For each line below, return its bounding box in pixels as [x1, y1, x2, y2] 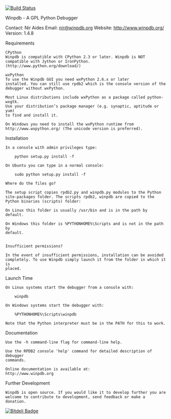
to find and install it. [5, 113, 58, 118]
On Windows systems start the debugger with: [5, 303, 104, 308]
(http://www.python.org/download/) [5, 64, 81, 69]
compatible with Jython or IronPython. [5, 59, 91, 64]
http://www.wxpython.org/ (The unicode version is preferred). [5, 126, 143, 131]
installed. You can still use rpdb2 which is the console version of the [5, 81, 166, 87]
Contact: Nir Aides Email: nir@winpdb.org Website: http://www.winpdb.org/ [5, 25, 164, 31]
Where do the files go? [5, 181, 56, 186]
